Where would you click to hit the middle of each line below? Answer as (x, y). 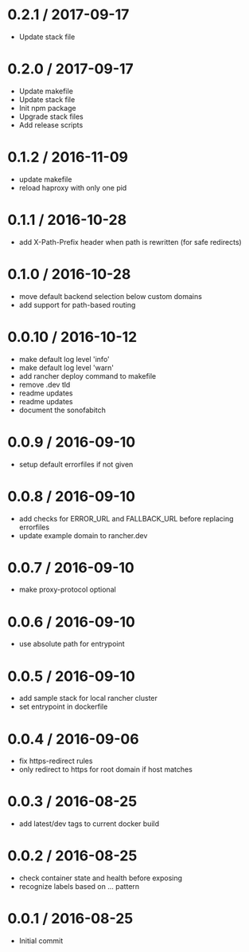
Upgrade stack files (51, 116)
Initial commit (41, 941)
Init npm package (47, 108)
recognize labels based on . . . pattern (79, 887)
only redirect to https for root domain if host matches (105, 769)
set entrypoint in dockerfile (63, 706)
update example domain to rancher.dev (83, 535)
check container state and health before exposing (101, 878)
